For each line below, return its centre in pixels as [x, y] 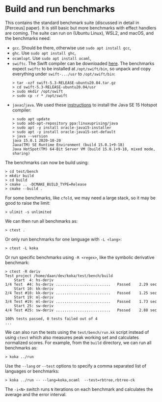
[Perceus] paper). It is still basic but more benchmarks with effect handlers [81, 27]
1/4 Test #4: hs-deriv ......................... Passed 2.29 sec [81, 284]
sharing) [21, 153]
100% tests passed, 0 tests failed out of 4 [51, 319]
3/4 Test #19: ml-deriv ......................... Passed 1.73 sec [81, 301]
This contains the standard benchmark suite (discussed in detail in [72, 23]
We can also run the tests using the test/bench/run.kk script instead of [77, 332]
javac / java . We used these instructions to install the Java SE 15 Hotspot [85, 105]
